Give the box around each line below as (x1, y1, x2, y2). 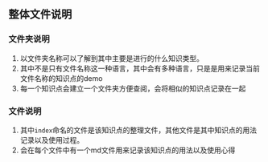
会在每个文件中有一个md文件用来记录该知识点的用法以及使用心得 (19, 145, 236, 155)
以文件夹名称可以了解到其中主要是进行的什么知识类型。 (19, 53, 204, 63)
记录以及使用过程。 (19, 135, 85, 144)
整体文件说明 (8, 7, 72, 22)
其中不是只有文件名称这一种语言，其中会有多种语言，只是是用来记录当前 (19, 63, 260, 73)
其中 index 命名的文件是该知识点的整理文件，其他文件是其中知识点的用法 (19, 125, 258, 135)
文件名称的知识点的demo (19, 73, 103, 83)
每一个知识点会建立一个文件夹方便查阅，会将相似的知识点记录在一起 (19, 83, 246, 93)
